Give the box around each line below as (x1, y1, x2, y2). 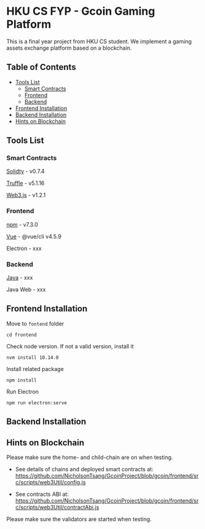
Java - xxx (6, 274, 33, 281)
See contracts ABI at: (15, 490, 69, 498)
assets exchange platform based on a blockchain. (6, 44, 132, 52)
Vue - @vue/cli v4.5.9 (6, 232, 61, 240)
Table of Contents (6, 62, 77, 72)
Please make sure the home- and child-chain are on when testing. (6, 453, 173, 461)
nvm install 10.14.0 (6, 355, 60, 361)
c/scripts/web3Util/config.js (15, 479, 86, 486)
